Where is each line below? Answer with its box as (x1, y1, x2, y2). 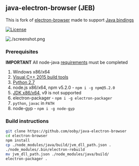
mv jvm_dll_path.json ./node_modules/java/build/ (5, 152, 110, 157)
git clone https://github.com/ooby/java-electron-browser (5, 129, 127, 134)
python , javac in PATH (12, 100, 55, 106)
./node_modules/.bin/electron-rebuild (5, 147, 85, 152)
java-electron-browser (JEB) (5, 4, 95, 12)
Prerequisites (5, 48, 38, 55)
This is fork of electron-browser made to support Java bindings (5, 17, 134, 23)
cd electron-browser (5, 134, 48, 138)
